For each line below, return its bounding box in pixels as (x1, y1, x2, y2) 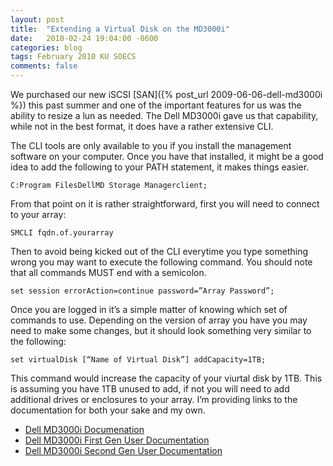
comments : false (10, 61, 78, 71)
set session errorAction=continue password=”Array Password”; (10, 286, 275, 296)
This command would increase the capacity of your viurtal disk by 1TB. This (10, 372, 323, 384)
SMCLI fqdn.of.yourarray (10, 228, 114, 238)
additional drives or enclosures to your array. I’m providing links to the (10, 394, 298, 405)
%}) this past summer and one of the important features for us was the (10, 99, 302, 111)
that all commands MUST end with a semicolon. (10, 267, 207, 278)
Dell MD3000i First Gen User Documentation (24, 434, 210, 446)
